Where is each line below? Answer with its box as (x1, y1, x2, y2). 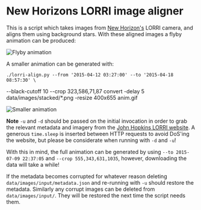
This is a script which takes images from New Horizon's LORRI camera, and (6, 24, 194, 31)
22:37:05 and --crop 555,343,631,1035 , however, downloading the (22, 155, 187, 162)
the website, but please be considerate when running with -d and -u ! (6, 137, 176, 144)
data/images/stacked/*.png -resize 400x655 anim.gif (6, 94, 138, 101)
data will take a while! (6, 161, 60, 168)
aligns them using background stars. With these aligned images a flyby (6, 30, 182, 37)
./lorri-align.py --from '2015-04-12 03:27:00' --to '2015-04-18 (6, 72, 173, 78)
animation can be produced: (6, 37, 76, 44)
